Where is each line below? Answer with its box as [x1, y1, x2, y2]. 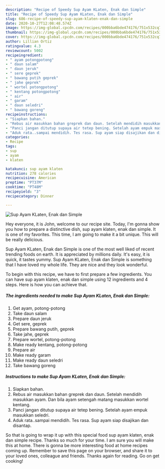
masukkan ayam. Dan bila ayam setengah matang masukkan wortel [12, 396, 149, 402]
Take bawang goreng [12, 362, 56, 368]
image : [5, 25, 19, 30]
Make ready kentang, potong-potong [12, 342, 88, 347]
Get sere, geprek [12, 321, 47, 326]
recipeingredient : [5, 52, 43, 58]
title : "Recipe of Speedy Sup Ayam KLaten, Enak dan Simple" [5, 12, 133, 17]
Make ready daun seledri [12, 357, 63, 363]
